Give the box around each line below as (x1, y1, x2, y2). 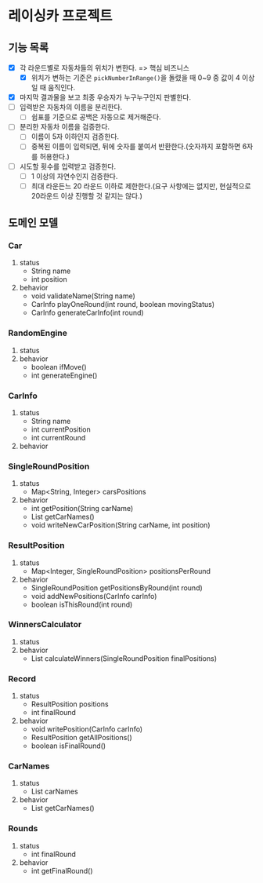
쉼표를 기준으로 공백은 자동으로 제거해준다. (31, 112, 162, 122)
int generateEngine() (31, 370, 98, 380)
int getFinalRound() (31, 866, 93, 875)
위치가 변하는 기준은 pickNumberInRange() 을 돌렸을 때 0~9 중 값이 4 (31, 73, 240, 82)
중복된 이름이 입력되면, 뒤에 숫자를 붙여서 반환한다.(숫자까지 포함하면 (31, 142, 241, 151)
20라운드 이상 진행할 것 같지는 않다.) (31, 191, 143, 200)
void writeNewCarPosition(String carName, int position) (31, 520, 211, 530)
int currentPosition (31, 425, 92, 434)
